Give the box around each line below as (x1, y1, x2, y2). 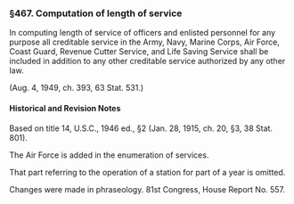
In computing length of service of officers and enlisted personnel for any (9, 28, 276, 38)
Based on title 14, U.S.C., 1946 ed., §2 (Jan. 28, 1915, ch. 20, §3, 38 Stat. (9, 123, 274, 134)
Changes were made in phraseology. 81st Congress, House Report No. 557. (9, 184, 286, 194)
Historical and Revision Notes (9, 102, 121, 113)
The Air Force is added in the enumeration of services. (9, 150, 209, 160)
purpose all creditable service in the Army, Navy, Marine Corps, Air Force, (9, 37, 281, 47)
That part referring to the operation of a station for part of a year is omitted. (9, 167, 286, 177)
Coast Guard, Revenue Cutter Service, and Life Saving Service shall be (9, 46, 269, 57)
